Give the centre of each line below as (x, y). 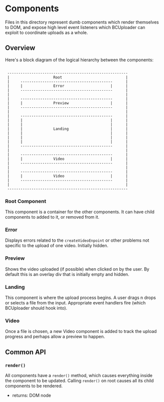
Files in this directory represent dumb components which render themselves (82, 22)
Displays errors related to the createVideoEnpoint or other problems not (77, 240)
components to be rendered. (34, 386)
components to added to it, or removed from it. (52, 217)
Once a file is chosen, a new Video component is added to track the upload (81, 331)
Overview (20, 48)
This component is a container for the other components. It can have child (80, 212)
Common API (25, 352)
